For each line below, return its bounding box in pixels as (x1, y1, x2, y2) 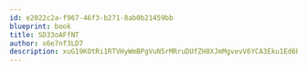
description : (9, 47, 59, 56)
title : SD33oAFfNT (9, 30, 79, 39)
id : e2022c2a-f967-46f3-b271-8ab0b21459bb (9, 13, 174, 23)
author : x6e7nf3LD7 (9, 38, 84, 48)
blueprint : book (9, 22, 71, 31)
